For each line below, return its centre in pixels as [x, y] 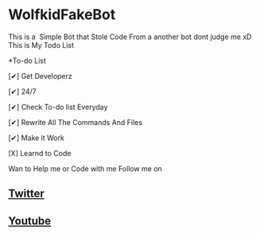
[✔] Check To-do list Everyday [58, 107]
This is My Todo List [41, 45]
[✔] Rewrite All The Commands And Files [76, 122]
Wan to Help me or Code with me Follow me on [85, 168]
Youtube [30, 221]
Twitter [27, 194]
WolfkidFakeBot [62, 15]
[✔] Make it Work [37, 138]
